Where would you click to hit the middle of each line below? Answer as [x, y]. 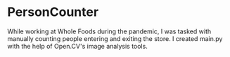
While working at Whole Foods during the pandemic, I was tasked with [109, 31]
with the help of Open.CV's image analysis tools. [77, 46]
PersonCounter [53, 12]
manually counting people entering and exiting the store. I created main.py [115, 38]
